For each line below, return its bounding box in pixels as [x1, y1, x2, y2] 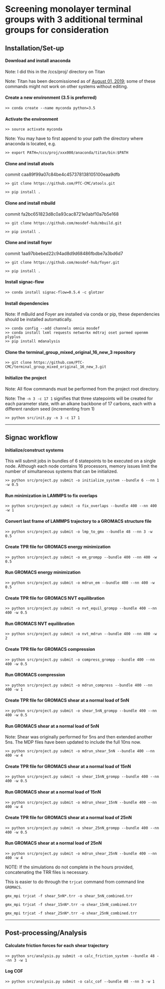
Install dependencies [5, 300, 49, 306]
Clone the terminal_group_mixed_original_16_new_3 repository [5, 349, 136, 355]
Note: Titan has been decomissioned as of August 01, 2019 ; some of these [5, 78, 156, 84]
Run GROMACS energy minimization [5, 570, 81, 575]
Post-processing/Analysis [5, 929, 87, 937]
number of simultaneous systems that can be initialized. [5, 469, 118, 475]
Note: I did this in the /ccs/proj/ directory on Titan [5, 68, 105, 74]
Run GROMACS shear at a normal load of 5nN [5, 723, 99, 729]
